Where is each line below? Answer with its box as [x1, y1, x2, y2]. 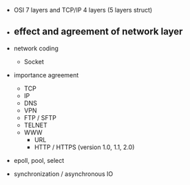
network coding [13, 44, 59, 52]
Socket [23, 57, 45, 66]
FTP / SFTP [23, 113, 56, 121]
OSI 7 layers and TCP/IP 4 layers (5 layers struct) [13, 6, 153, 14]
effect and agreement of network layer [13, 26, 183, 37]
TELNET [23, 121, 47, 129]
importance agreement [13, 70, 79, 79]
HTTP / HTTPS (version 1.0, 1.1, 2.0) [34, 143, 135, 151]
